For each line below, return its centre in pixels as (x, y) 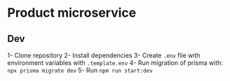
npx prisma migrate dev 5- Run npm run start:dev (80, 70)
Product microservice (72, 13)
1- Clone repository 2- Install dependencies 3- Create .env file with (104, 55)
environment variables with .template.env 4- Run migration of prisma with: (115, 63)
